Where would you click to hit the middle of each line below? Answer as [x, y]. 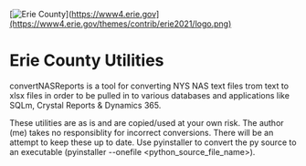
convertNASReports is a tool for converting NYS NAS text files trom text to [149, 86]
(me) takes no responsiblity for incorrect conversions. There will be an [142, 132]
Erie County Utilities [87, 61]
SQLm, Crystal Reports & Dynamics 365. [85, 105]
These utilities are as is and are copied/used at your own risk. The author [147, 122]
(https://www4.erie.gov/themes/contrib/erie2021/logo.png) [121, 24]
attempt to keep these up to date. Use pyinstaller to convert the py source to [153, 142]
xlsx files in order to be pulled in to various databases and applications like [150, 95]
